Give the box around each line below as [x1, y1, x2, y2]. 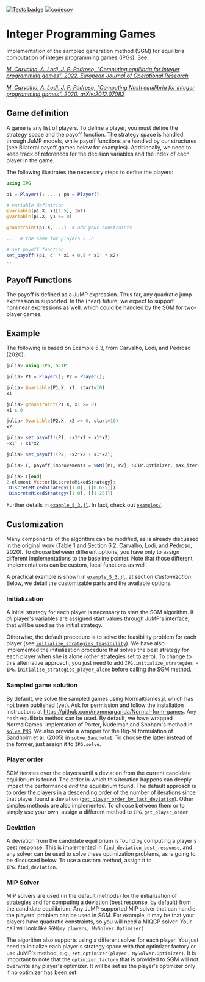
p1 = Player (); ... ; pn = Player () [6, 191, 99, 198]
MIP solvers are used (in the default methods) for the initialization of [6, 892, 178, 900]
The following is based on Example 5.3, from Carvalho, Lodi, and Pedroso [6, 345, 191, 352]
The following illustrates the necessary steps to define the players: [6, 168, 174, 176]
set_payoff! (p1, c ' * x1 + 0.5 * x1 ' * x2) [6, 252, 119, 259]
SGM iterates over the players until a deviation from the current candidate [6, 769, 191, 776]
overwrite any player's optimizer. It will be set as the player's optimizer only [6, 962, 196, 970]
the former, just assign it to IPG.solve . [6, 740, 101, 747]
